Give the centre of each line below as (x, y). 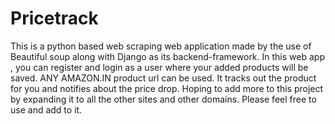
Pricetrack (54, 18)
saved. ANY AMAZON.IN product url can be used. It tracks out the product (163, 78)
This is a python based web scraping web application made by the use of (161, 46)
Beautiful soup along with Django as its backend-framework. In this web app (167, 56)
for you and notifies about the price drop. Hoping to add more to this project (167, 88)
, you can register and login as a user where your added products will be (159, 67)
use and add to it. (46, 109)
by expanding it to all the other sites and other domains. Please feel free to (163, 99)
